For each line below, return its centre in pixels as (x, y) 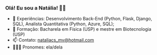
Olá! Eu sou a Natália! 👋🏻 (36, 8)
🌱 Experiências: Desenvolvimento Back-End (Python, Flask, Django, (82, 19)
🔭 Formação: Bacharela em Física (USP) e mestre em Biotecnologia (82, 29)
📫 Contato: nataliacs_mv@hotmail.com (53, 40)
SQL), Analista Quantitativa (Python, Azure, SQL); (63, 24)
